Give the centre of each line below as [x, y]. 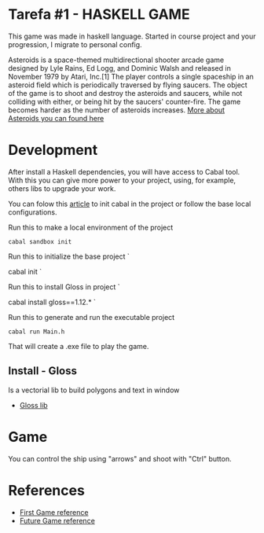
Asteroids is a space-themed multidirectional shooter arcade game [116, 60]
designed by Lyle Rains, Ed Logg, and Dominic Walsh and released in [120, 68]
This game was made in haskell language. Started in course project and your [132, 36]
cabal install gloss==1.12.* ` [52, 302]
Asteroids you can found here [56, 118]
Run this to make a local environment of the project [91, 227]
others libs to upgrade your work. [62, 188]
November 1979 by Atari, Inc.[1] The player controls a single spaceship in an [131, 76]
